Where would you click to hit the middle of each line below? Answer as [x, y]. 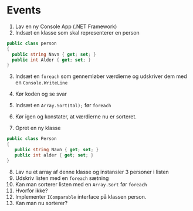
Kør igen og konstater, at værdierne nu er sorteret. [76, 117]
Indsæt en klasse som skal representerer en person [77, 32]
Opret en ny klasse [38, 128]
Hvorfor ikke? [31, 190]
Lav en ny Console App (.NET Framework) [66, 26]
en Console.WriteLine [41, 83]
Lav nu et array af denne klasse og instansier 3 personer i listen [92, 172]
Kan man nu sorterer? [41, 203]
